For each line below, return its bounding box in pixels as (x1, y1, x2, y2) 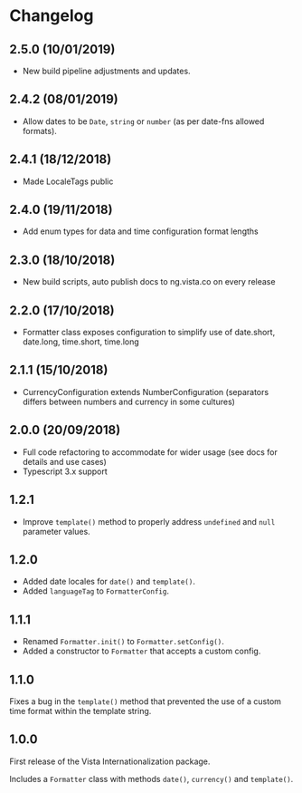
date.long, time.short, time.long (22, 336, 140, 347)
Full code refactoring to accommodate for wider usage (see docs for (22, 446, 278, 458)
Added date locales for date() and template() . (22, 576, 196, 587)
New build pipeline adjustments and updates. (22, 65, 192, 76)
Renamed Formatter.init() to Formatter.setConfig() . (22, 636, 224, 647)
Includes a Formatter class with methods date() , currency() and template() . (9, 773, 294, 784)
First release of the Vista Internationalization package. (9, 756, 211, 767)
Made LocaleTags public (22, 176, 114, 187)
